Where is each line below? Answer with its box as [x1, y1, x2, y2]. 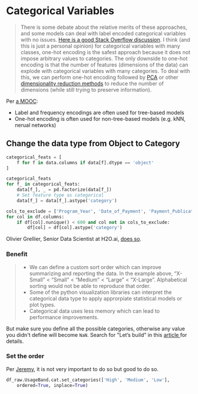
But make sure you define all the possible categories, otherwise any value [6, 325, 186, 332]
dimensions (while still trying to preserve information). [20, 86, 152, 93]
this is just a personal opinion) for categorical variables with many [20, 42, 180, 49]
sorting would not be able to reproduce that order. [29, 282, 151, 289]
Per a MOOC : [6, 97, 38, 104]
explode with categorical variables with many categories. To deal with [20, 67, 190, 74]
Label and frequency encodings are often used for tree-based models [14, 109, 184, 116]
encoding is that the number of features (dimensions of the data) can [20, 61, 189, 68]
